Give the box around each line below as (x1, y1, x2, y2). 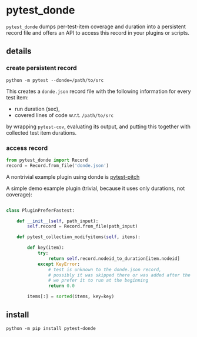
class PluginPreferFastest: (6, 207, 75, 213)
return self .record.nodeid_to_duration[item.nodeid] (48, 255, 181, 262)
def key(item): (27, 245, 65, 251)
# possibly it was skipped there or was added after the (48, 272, 191, 278)
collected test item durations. (6, 129, 77, 136)
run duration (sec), (14, 105, 60, 112)
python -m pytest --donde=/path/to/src (6, 77, 104, 83)
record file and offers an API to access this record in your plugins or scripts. (6, 29, 190, 36)
